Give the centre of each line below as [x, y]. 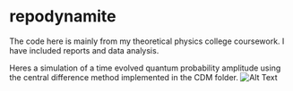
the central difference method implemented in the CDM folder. [124, 77]
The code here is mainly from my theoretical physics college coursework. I [147, 41]
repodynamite [63, 17]
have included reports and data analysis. [84, 50]
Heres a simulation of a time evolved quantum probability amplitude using [145, 68]
